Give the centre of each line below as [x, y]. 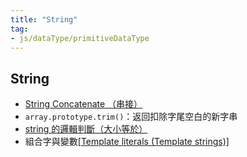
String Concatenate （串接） [83, 104]
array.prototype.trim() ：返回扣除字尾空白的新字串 [131, 117]
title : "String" [44, 19]
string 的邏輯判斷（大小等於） [86, 129]
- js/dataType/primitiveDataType [80, 38]
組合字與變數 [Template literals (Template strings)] [127, 142]
